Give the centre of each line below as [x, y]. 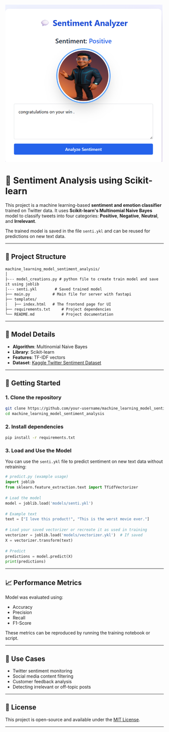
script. [12, 638]
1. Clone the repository [33, 397]
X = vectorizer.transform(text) [39, 540]
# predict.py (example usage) [37, 477]
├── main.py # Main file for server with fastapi [68, 294]
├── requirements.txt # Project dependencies [58, 309]
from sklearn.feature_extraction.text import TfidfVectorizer [72, 487]
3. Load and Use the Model [38, 451]
